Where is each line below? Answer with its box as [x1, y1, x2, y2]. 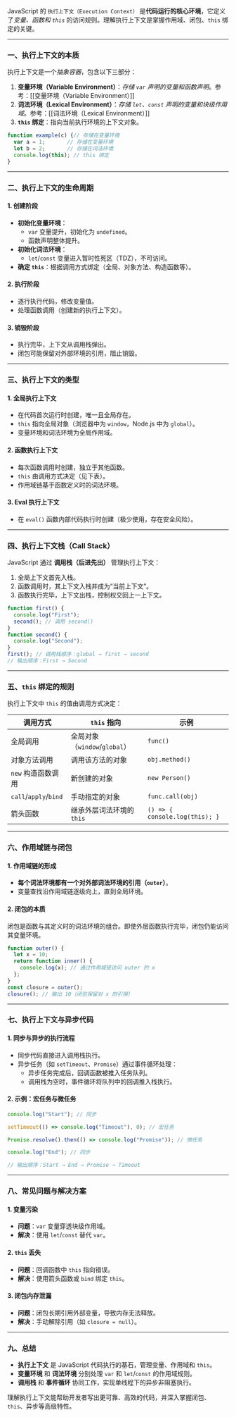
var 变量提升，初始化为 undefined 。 [27, 227, 131, 235]
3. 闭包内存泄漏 [7, 1292, 52, 1300]
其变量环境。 [7, 930, 44, 939]
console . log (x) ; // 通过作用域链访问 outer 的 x [20, 965, 156, 972]
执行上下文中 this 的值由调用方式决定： [7, 699, 122, 707]
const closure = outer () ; [7, 984, 83, 991]
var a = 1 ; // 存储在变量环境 [13, 139, 114, 146]
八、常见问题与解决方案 [7, 1187, 86, 1196]
